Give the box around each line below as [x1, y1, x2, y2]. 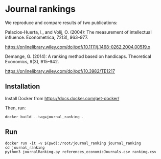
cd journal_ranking [5, 145, 45, 150]
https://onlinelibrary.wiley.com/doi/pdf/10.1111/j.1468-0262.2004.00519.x [5, 44, 151, 50]
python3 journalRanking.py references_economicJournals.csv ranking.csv [5, 149, 157, 154]
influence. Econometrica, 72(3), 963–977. [5, 34, 89, 40]
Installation [5, 82, 40, 91]
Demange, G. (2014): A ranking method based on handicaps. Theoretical [5, 53, 152, 59]
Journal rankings [5, 3, 76, 15]
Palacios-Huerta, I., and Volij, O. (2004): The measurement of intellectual [5, 29, 152, 35]
